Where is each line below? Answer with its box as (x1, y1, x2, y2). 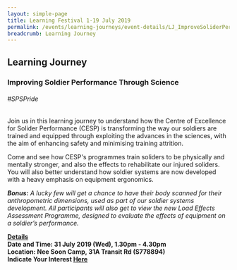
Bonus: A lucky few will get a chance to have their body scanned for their (7, 188, 222, 197)
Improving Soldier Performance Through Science (7, 77, 179, 87)
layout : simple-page (7, 10, 68, 18)
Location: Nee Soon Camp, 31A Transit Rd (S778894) (7, 247, 166, 256)
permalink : (7, 23, 39, 30)
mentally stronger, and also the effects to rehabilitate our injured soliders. (7, 160, 220, 168)
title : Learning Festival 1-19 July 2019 (7, 17, 131, 24)
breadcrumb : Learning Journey (7, 30, 97, 37)
